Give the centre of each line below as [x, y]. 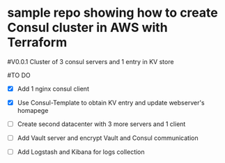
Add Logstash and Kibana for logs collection [81, 152]
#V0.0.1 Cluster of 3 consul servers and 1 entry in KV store [91, 61]
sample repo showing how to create [113, 13]
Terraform [37, 42]
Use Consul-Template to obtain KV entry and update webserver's [111, 103]
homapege [33, 111]
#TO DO [19, 75]
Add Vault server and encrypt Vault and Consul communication [108, 138]
